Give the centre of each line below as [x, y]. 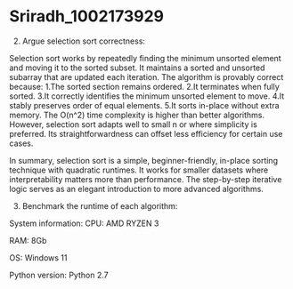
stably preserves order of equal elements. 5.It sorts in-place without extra [144, 105]
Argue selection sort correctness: [83, 41]
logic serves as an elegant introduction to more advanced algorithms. [137, 189]
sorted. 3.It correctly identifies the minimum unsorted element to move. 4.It [147, 96]
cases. [21, 143]
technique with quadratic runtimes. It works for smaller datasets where [139, 170]
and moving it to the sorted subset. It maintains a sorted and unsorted [137, 68]
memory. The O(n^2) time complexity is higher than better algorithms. [137, 115]
